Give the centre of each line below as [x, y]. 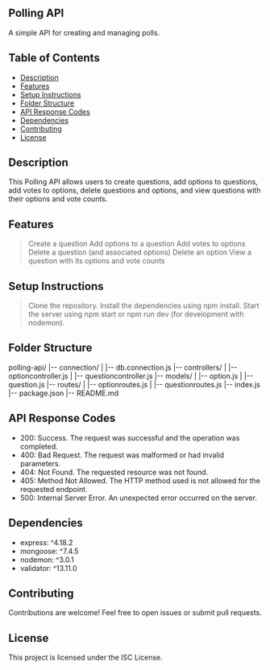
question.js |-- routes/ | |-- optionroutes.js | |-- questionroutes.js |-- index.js [134, 384]
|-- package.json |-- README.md [64, 393]
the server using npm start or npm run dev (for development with [136, 314]
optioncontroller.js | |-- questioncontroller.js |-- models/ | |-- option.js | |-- [131, 376]
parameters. [40, 463]
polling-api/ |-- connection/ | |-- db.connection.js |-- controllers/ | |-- [123, 367]
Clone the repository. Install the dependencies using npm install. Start [143, 306]
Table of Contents [54, 58]
